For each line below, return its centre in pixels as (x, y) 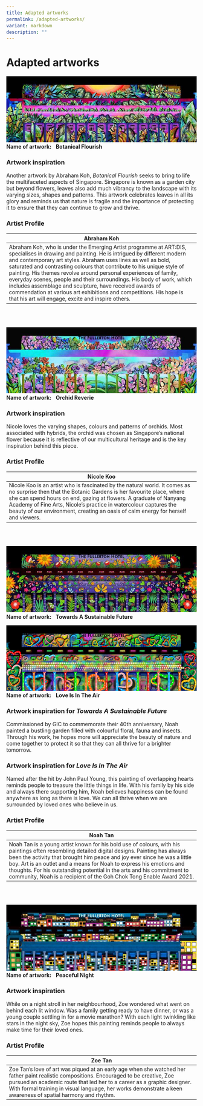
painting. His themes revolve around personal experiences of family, (93, 273)
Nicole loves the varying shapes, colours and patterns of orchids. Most (95, 427)
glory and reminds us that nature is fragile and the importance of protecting (100, 201)
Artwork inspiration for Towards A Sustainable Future (87, 711)
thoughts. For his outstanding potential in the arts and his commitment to (99, 870)
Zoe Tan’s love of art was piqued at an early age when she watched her (97, 1069)
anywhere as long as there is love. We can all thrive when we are (87, 798)
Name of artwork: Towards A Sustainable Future (69, 617)
